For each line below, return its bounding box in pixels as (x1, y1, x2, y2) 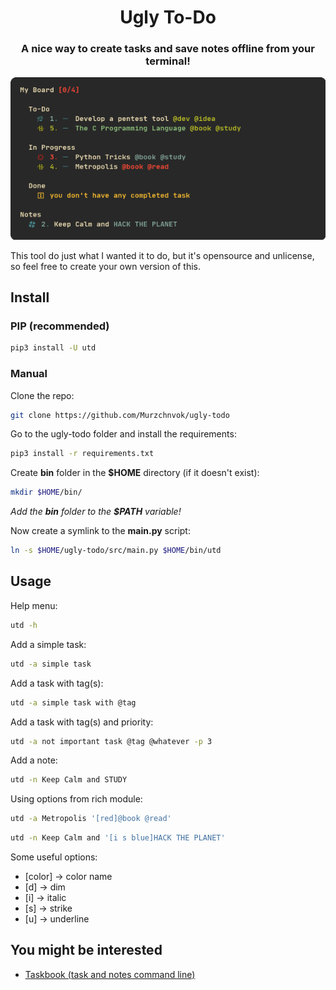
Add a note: (10, 754, 58, 766)
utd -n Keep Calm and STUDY (10, 775, 128, 785)
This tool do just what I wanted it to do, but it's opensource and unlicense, (10, 249, 315, 261)
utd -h (10, 620, 38, 630)
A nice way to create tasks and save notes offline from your (21, 42, 315, 56)
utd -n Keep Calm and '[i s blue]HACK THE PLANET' (10, 833, 226, 843)
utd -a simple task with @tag (10, 697, 137, 708)
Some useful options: (10, 851, 98, 863)
